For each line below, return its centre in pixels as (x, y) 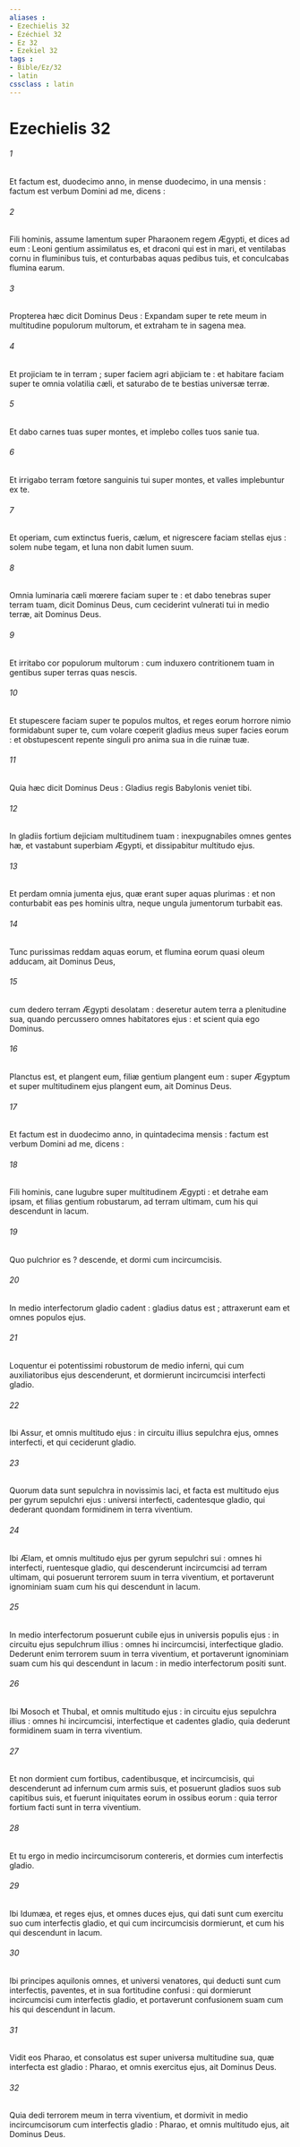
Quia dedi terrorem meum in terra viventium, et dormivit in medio (129, 2116)
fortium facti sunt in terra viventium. (75, 1808)
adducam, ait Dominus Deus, (63, 961)
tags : (21, 59)
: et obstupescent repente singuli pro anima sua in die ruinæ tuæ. (129, 739)
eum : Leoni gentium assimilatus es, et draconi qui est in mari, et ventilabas (148, 249)
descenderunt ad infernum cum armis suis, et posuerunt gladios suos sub (146, 1789)
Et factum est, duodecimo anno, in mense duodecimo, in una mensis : (138, 182)
